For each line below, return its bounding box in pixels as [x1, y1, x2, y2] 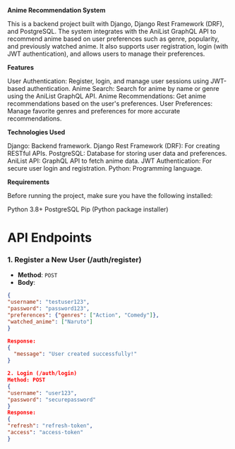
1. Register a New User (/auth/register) [7, 255, 142, 265]
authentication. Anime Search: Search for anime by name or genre [27, 85, 219, 92]
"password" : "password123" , [7, 305, 90, 312]
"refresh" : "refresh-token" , [7, 422, 93, 429]
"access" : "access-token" [7, 429, 83, 436]
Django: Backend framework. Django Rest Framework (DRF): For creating [7, 142, 220, 150]
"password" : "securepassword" [7, 396, 97, 403]
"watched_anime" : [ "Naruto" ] [7, 318, 93, 325]
